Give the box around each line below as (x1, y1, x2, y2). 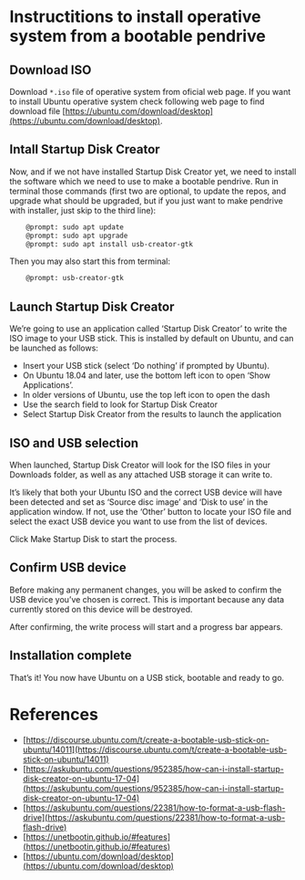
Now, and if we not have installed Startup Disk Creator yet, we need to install (9, 166, 297, 177)
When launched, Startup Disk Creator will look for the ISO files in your (9, 459, 271, 470)
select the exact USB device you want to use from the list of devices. (9, 516, 268, 527)
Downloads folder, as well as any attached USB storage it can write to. (9, 468, 273, 480)
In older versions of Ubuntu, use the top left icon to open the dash (22, 390, 270, 401)
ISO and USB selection (9, 435, 139, 451)
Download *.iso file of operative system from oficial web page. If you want (9, 87, 291, 97)
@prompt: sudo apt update (25, 222, 125, 232)
